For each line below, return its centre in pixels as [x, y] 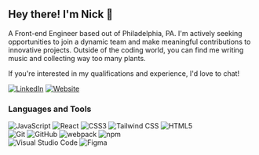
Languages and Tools [50, 109]
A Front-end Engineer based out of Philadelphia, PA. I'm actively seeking [125, 33]
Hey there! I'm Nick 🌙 [61, 14]
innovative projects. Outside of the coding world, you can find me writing [126, 50]
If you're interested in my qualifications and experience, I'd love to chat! [124, 73]
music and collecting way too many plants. [77, 58]
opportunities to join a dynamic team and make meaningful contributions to [129, 41]
